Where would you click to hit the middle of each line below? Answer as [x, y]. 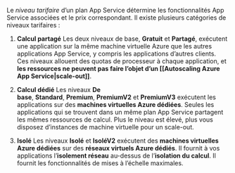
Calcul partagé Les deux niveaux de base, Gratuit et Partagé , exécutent [122, 39]
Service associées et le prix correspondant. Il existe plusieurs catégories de [116, 18]
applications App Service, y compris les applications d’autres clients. [116, 53]
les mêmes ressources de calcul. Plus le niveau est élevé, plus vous [115, 120]
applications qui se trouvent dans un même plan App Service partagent [120, 112]
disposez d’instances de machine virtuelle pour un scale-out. [105, 127]
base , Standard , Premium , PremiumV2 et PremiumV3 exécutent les [116, 97]
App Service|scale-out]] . [54, 76]
